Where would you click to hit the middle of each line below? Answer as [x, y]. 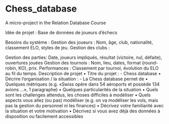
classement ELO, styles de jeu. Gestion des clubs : [58, 47]
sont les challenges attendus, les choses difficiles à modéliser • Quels [78, 95]
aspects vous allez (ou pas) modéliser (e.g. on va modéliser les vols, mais [82, 100]
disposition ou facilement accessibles [44, 116]
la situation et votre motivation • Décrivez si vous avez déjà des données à [83, 111]
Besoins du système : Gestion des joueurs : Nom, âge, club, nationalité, [79, 42]
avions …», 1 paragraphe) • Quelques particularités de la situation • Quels [82, 89]
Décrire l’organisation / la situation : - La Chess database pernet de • [77, 79]
